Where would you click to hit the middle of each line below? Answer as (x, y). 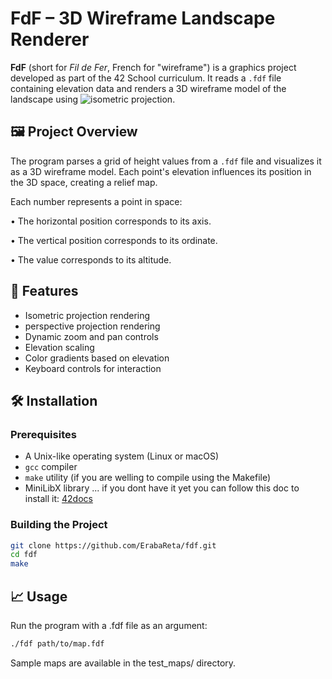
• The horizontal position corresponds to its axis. (111, 221)
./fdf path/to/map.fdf (57, 643)
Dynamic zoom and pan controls (91, 336)
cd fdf (24, 555)
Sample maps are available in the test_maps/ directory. (123, 663)
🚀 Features (44, 291)
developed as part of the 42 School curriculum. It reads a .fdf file (146, 78)
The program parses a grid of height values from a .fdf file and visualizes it (166, 161)
